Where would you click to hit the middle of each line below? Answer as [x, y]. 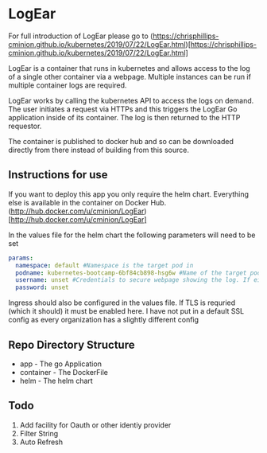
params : [21, 258]
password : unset [42, 287]
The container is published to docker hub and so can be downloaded [121, 141]
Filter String [39, 433]
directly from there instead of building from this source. [99, 150]
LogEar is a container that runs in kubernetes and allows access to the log [129, 68]
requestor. [25, 126]
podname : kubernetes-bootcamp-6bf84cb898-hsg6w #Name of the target [131, 273]
